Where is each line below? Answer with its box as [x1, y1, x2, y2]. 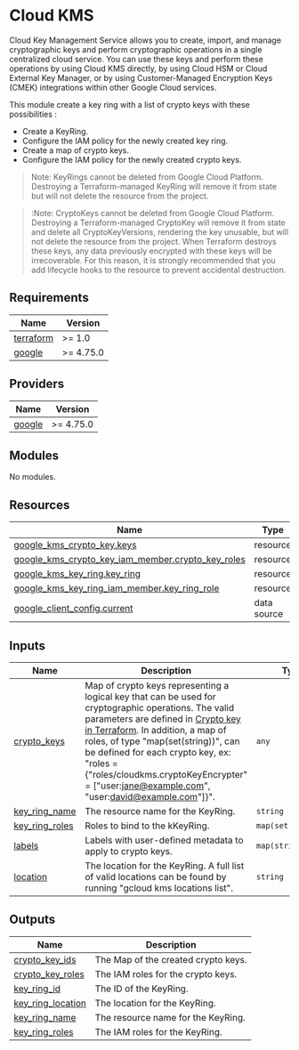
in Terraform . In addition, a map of [84, 724, 227, 736]
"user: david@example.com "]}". [84, 791, 216, 803]
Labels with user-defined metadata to [84, 834, 244, 846]
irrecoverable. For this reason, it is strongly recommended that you [30, 254, 276, 265]
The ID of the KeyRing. [94, 982, 189, 995]
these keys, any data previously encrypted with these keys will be [30, 246, 272, 256]
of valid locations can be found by [84, 871, 227, 883]
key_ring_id [13, 982, 61, 995]
